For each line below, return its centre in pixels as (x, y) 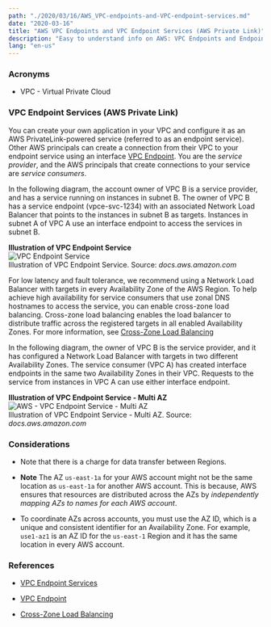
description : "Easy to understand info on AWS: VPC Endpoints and (122, 38)
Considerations (39, 444)
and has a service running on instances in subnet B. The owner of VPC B (129, 197)
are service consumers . (48, 173)
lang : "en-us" (32, 46)
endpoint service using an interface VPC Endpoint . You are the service (125, 156)
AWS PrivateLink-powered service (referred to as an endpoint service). (126, 139)
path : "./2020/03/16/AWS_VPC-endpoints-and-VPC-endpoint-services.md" (129, 16)
